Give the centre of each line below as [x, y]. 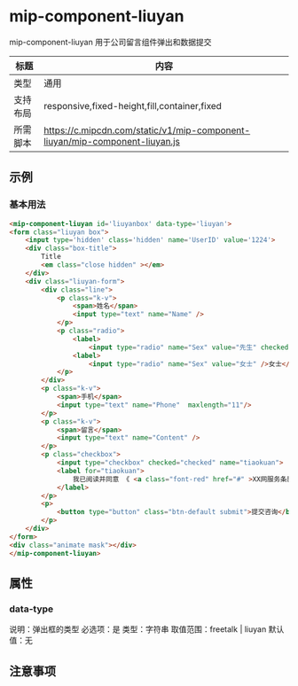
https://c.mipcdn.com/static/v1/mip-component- [147, 130]
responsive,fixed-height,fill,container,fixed [133, 105]
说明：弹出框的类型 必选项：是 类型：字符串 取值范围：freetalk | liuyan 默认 [147, 629]
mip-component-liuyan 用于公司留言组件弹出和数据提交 [110, 42]
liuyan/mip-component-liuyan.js [112, 141]
